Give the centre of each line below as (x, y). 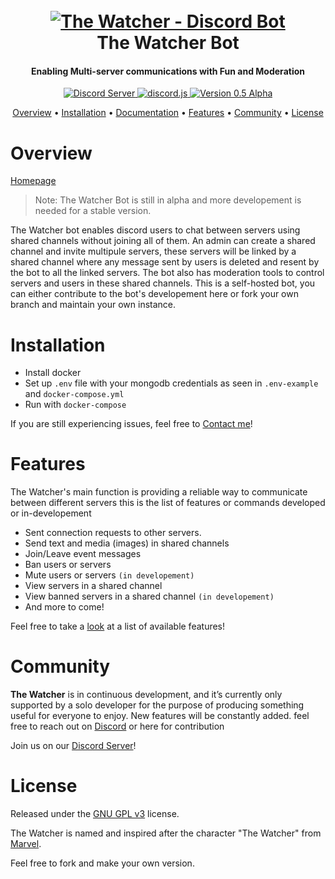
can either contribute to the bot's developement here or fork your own (154, 294)
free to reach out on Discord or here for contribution (117, 726)
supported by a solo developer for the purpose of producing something (157, 705)
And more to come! (64, 607)
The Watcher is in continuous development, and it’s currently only (146, 695)
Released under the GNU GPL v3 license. (95, 814)
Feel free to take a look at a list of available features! (118, 626)
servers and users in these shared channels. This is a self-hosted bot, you (163, 283)
